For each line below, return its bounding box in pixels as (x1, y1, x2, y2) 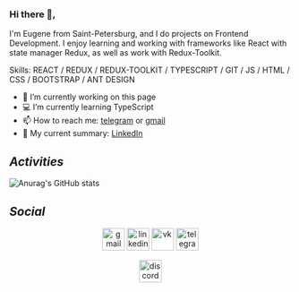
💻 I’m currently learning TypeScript (21, 102, 154, 113)
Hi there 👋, (9, 8, 56, 21)
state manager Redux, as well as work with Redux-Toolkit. (9, 47, 222, 58)
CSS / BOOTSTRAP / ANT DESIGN (9, 74, 136, 85)
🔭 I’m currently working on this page (21, 91, 157, 102)
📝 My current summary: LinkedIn (21, 128, 143, 139)
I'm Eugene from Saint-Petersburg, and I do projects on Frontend (9, 29, 249, 39)
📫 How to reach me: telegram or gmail (21, 116, 166, 126)
